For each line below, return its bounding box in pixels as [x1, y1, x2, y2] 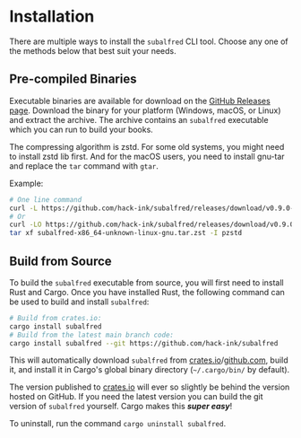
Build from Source [9, 253, 112, 268]
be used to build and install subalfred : [9, 296, 150, 307]
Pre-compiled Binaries [9, 72, 137, 87]
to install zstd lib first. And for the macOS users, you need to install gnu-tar [9, 151, 285, 162]
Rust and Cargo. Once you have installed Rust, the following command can [9, 286, 285, 297]
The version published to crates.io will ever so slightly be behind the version [9, 381, 290, 392]
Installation [9, 6, 95, 27]
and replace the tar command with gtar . [9, 160, 159, 171]
